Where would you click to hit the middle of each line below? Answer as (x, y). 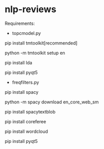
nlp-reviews (31, 9)
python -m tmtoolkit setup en (35, 53)
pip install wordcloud (27, 131)
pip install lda (18, 62)
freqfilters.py (25, 82)
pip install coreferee (25, 121)
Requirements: (20, 23)
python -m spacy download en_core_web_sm (52, 102)
